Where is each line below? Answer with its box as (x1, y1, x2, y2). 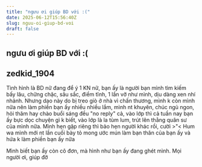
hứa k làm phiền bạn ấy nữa (6, 136, 75, 143)
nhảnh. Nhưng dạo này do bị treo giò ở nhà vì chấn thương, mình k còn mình (6, 97, 195, 104)
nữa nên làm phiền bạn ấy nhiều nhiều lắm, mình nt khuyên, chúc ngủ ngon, (6, 104, 195, 111)
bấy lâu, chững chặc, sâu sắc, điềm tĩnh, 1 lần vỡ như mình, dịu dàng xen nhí (6, 91, 196, 98)
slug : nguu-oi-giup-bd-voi (6, 20, 74, 26)
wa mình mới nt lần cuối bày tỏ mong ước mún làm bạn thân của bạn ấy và (6, 129, 191, 136)
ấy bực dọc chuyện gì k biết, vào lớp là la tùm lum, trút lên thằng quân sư (6, 116, 187, 124)
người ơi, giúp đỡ (6, 154, 48, 161)
